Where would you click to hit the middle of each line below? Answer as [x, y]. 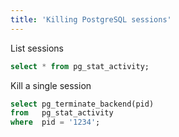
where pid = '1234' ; [55, 122]
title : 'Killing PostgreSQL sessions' [91, 19]
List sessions [37, 48]
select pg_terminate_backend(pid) [82, 104]
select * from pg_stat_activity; [80, 66]
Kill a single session [51, 85]
